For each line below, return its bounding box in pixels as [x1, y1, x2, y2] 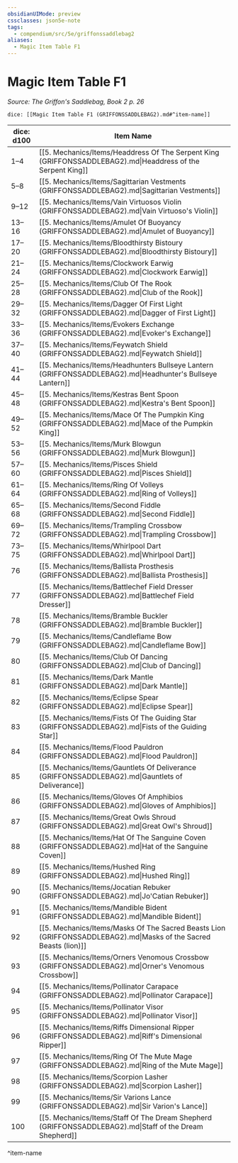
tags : [7, 23, 23, 30]
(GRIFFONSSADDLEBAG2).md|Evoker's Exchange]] [38, 328, 211, 338]
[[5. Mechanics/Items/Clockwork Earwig [38, 258, 174, 268]
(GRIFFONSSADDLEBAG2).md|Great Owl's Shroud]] [38, 820, 213, 830]
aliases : [7, 37, 33, 44]
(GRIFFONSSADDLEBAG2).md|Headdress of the [38, 156, 200, 166]
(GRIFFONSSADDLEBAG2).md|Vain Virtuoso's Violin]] [38, 206, 218, 216]
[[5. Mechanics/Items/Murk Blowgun [38, 439, 161, 449]
